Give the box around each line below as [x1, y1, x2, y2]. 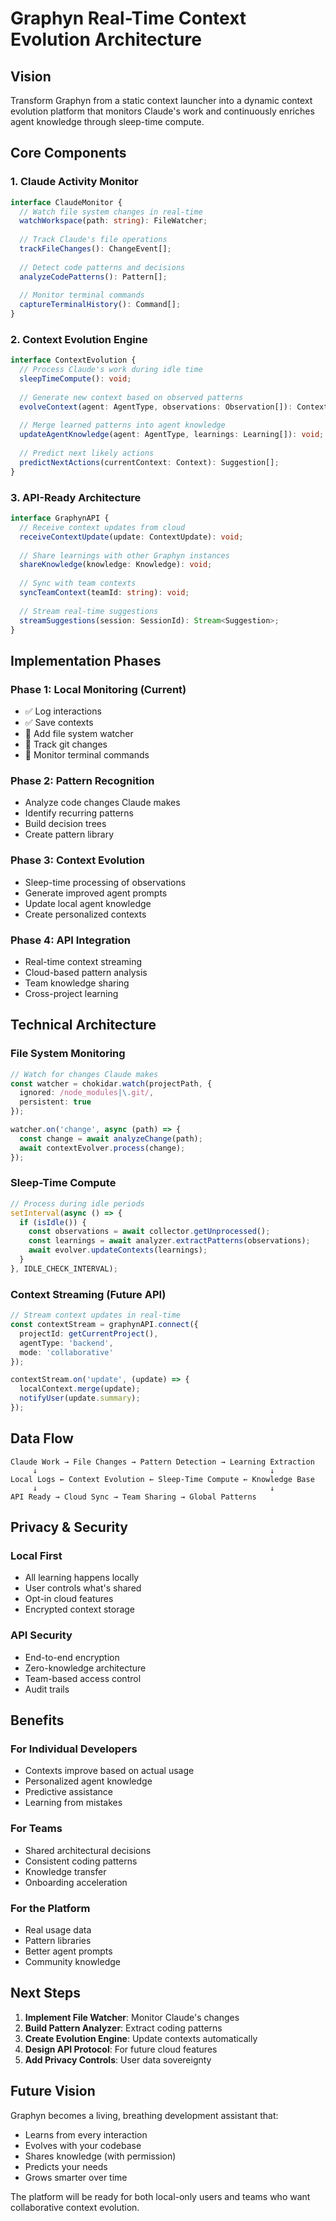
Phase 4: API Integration [10, 933, 132, 947]
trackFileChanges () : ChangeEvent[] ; [19, 244, 172, 254]
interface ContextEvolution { [10, 355, 137, 366]
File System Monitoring [10, 1047, 126, 1061]
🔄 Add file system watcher [24, 728, 134, 740]
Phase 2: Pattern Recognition [10, 774, 155, 788]
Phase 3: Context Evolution [10, 853, 145, 867]
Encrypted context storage [24, 1603, 136, 1616]
